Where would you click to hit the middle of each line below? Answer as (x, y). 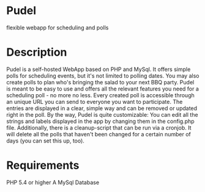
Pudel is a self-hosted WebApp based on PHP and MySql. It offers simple (99, 69)
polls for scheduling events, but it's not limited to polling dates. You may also (103, 76)
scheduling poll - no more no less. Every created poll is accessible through (100, 95)
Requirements (43, 165)
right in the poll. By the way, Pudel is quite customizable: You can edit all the (102, 114)
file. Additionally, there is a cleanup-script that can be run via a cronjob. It (99, 127)
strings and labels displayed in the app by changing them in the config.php (100, 121)
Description (37, 52)
